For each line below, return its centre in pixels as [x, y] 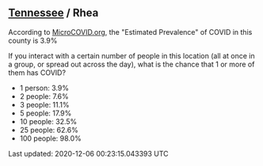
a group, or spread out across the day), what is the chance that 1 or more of [131, 64]
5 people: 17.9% [46, 113]
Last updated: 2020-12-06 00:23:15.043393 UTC [88, 153]
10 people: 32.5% [48, 121]
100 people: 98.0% [50, 138]
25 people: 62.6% [49, 130]
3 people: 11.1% [44, 104]
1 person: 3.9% [44, 88]
